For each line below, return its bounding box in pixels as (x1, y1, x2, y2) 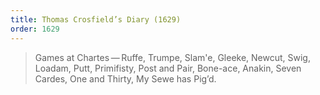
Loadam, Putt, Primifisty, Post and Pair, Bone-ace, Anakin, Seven (34, 62, 302, 74)
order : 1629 (10, 24, 60, 34)
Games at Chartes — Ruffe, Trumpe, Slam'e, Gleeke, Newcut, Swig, (34, 51, 311, 63)
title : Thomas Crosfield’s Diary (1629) (10, 14, 182, 25)
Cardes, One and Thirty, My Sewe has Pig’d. (34, 72, 217, 85)
